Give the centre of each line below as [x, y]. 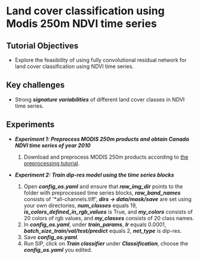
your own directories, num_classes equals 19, [80, 205]
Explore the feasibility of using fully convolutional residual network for [101, 60]
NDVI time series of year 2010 [53, 145]
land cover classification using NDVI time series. [74, 66]
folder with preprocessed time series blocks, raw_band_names [102, 193]
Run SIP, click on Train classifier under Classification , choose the [106, 243]
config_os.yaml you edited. [58, 249]
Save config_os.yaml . [51, 237]
